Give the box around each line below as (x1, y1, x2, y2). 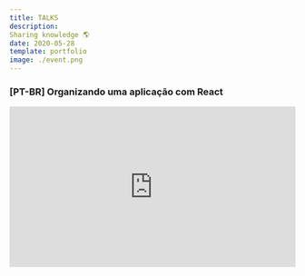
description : (9, 22, 59, 31)
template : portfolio (9, 47, 88, 56)
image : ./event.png (9, 55, 84, 64)
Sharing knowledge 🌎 (9, 30, 90, 39)
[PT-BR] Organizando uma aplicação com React (9, 85, 224, 98)
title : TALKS (9, 13, 59, 23)
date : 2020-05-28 (9, 38, 75, 48)
